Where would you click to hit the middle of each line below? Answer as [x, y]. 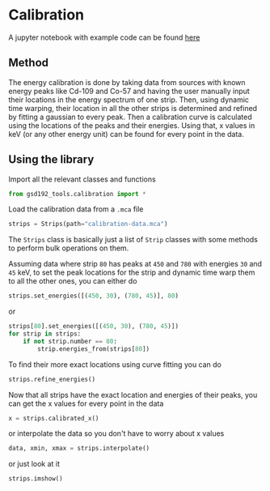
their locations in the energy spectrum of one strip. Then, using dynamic [129, 100]
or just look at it [34, 464]
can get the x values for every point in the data [86, 403]
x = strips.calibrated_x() [54, 418]
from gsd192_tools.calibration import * [78, 194]
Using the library [51, 160]
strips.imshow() [36, 479]
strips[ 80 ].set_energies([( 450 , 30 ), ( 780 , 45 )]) [94, 327]
